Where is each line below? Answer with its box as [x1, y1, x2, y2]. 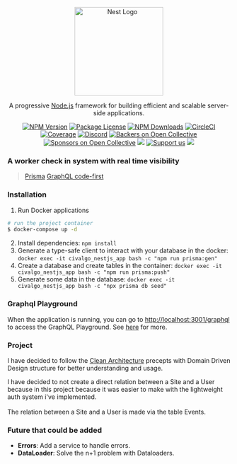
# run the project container [7, 219, 93, 226]
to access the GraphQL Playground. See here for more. [7, 323, 168, 331]
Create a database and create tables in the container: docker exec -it [17, 262, 223, 270]
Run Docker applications [17, 206, 90, 214]
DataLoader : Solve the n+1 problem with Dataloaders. [17, 449, 175, 458]
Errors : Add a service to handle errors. [17, 441, 131, 450]
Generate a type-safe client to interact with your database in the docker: [17, 246, 229, 255]
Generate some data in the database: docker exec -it [17, 275, 175, 284]
